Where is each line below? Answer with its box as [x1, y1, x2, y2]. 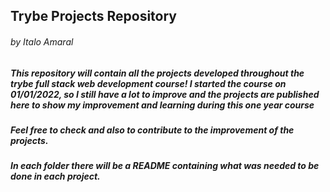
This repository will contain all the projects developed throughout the [10, 67, 305, 79]
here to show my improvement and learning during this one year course [10, 99, 315, 111]
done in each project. [10, 170, 101, 183]
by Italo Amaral [10, 35, 74, 48]
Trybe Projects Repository [10, 8, 177, 25]
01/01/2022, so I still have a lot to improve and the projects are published [10, 88, 320, 100]
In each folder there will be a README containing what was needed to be [10, 160, 320, 172]
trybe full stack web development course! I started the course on [10, 77, 287, 89]
